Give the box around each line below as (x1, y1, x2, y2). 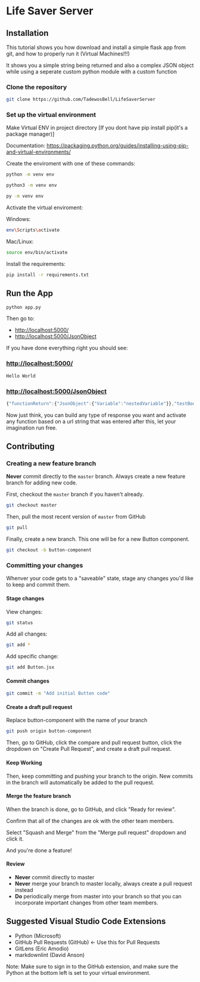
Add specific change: (6, 653, 58, 660)
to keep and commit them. (6, 581, 70, 588)
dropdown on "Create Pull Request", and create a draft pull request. (6, 745, 172, 753)
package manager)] (6, 130, 55, 138)
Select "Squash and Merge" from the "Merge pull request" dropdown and (6, 828, 186, 836)
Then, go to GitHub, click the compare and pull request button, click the (6, 739, 182, 746)
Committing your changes (6, 561, 83, 569)
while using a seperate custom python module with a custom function (6, 68, 177, 75)
